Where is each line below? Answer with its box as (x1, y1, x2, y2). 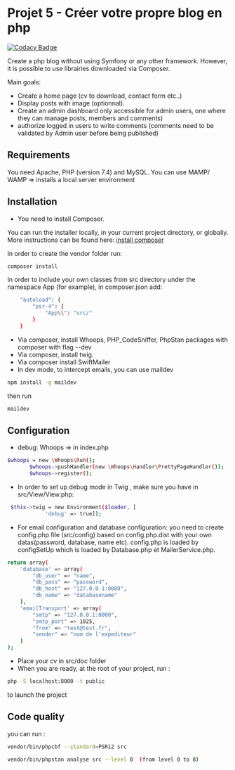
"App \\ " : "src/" (44, 309, 93, 317)
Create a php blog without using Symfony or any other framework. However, (7, 56, 228, 65)
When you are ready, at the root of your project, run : (17, 665, 170, 672)
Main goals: (7, 77, 41, 86)
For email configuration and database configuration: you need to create (17, 522, 224, 532)
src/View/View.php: (17, 490, 74, 499)
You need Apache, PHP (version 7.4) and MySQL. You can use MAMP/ (7, 167, 210, 177)
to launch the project (7, 691, 67, 699)
